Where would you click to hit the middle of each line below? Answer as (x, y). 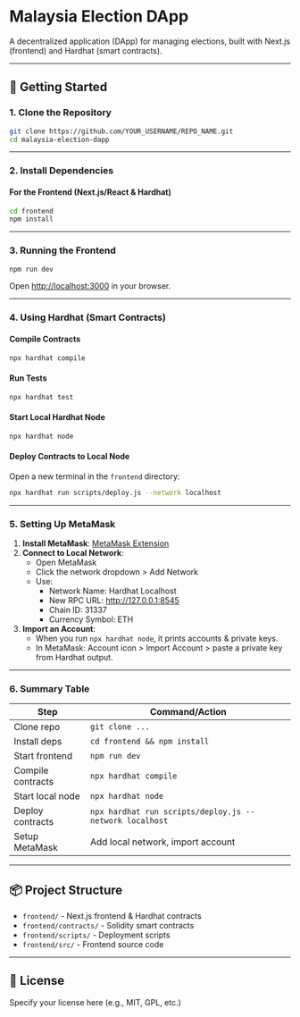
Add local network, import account (163, 842)
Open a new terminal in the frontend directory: (95, 476)
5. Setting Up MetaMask (62, 524)
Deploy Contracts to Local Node (70, 457)
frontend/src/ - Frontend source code (93, 945)
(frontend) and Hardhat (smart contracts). (86, 50)
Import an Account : (59, 628)
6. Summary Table (50, 688)
